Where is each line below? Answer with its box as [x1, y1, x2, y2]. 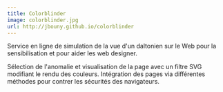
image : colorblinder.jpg [7, 17, 79, 24]
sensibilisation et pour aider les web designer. [7, 49, 138, 57]
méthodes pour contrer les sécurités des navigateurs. [7, 77, 160, 86]
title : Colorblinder [7, 10, 67, 17]
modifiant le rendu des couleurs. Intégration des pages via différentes [7, 70, 206, 78]
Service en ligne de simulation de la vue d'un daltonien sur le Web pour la [7, 42, 217, 50]
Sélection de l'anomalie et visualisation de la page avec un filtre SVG [7, 63, 202, 71]
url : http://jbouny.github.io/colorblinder [7, 23, 135, 30]
